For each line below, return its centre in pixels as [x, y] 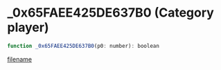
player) [28, 27]
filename [20, 59]
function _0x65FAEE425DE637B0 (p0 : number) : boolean [83, 46]
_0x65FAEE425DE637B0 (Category [111, 13]
